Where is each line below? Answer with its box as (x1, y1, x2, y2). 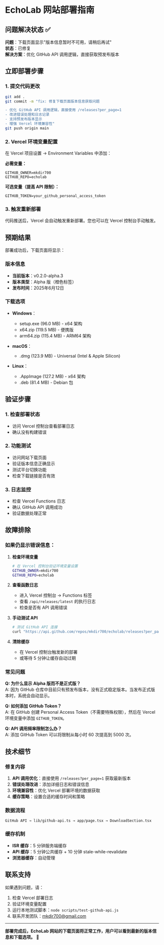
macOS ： (12, 343, 32, 349)
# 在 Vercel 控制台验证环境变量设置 (12, 563, 78, 568)
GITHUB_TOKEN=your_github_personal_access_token (5, 194, 106, 199)
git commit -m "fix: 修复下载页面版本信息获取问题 (5, 99, 100, 104)
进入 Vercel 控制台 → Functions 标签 (19, 592, 92, 598)
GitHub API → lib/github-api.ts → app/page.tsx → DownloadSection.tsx (5, 818, 152, 824)
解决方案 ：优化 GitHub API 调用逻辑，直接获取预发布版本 (5, 52, 120, 57)
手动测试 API (12, 615, 38, 621)
